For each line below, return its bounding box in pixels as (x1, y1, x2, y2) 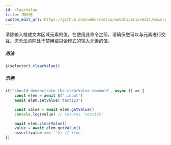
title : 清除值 (5, 12, 33, 17)
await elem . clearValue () (14, 121, 67, 126)
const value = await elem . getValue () (14, 107, 95, 112)
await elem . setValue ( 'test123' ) (14, 98, 83, 103)
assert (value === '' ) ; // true (14, 130, 81, 135)
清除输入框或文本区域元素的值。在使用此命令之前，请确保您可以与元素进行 (5, 32, 161, 38)
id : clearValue (5, 7, 38, 13)
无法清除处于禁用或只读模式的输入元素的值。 (18, 38, 112, 44)
